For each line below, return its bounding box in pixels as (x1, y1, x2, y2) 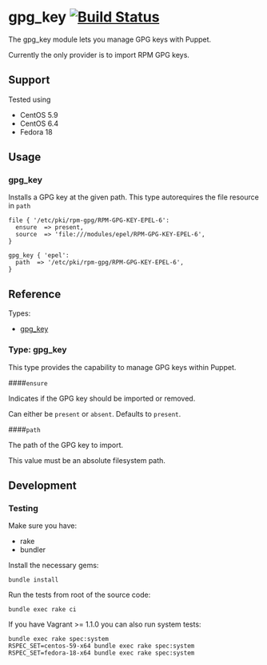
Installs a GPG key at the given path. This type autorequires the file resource (8, 192, 260, 202)
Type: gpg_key (8, 345, 67, 356)
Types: (8, 308, 31, 318)
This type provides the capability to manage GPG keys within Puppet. (8, 362, 237, 372)
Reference (8, 287, 62, 300)
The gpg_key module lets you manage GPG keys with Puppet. (8, 34, 212, 44)
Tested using (8, 95, 51, 104)
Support (8, 73, 50, 87)
